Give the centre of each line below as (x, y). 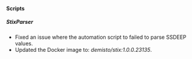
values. (24, 43)
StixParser (20, 22)
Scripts (16, 8)
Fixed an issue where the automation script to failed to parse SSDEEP (101, 37)
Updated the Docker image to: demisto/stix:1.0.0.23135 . (83, 49)
